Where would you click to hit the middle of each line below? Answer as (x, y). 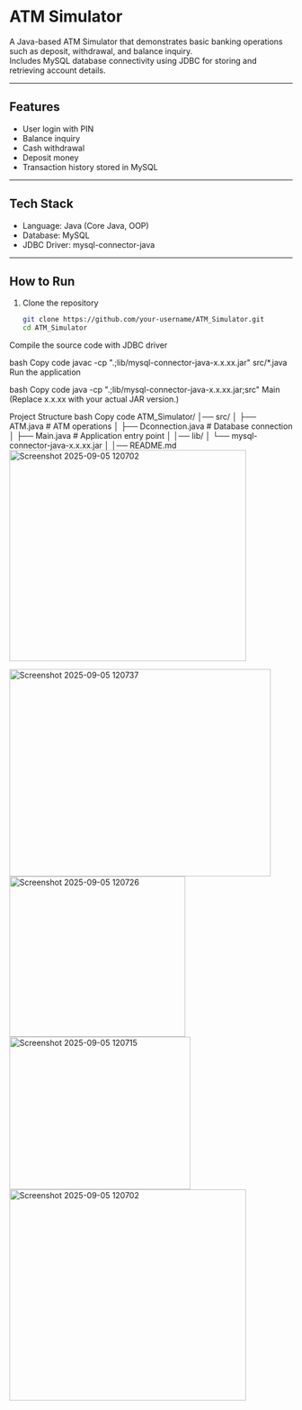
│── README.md (144, 446)
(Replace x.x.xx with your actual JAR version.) (94, 399)
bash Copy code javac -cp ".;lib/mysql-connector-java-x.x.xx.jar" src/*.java (148, 363)
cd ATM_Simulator (55, 328)
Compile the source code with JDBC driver (89, 345)
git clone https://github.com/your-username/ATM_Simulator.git (143, 320)
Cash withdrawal (53, 148)
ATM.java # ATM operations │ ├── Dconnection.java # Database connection (151, 426)
